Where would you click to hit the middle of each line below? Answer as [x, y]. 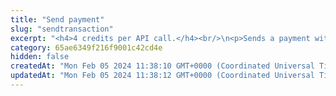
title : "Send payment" [57, 19]
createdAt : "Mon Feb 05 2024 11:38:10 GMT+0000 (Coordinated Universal [162, 66]
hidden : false [40, 57]
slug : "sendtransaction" [62, 29]
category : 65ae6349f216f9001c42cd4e [86, 47]
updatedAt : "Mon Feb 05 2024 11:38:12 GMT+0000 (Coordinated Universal [162, 76]
